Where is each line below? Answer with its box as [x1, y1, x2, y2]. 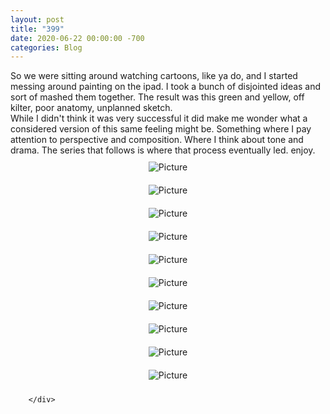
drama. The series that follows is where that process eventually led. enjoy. [10, 144, 316, 156]
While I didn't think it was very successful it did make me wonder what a [10, 112, 308, 125]
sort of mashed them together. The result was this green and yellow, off [10, 91, 305, 103]
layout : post [10, 14, 65, 25]
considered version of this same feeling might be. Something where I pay [10, 123, 312, 135]
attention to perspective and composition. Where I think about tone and [10, 134, 304, 146]
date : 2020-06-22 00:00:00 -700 [10, 33, 145, 43]
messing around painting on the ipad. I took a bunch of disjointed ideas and [10, 81, 322, 93]
